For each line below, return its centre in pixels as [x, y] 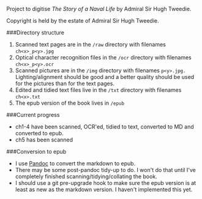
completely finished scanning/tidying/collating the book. [86, 176]
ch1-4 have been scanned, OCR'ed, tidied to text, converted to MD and [104, 127]
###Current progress [33, 115]
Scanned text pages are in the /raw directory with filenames [91, 44]
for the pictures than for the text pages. [65, 83]
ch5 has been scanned [44, 140]
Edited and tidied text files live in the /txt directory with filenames [98, 90]
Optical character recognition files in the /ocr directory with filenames [103, 57]
